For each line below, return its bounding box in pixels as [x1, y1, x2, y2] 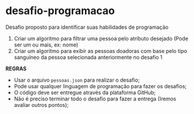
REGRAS [5, 65, 27, 72]
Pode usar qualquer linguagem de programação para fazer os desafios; [13, 82, 187, 89]
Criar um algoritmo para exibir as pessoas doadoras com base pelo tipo [13, 47, 188, 54]
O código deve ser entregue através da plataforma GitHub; [13, 89, 156, 96]
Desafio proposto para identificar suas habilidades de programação [5, 24, 169, 31]
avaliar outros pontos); [13, 101, 69, 108]
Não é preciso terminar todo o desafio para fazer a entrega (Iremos [13, 95, 176, 102]
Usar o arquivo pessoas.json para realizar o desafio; [13, 76, 140, 83]
